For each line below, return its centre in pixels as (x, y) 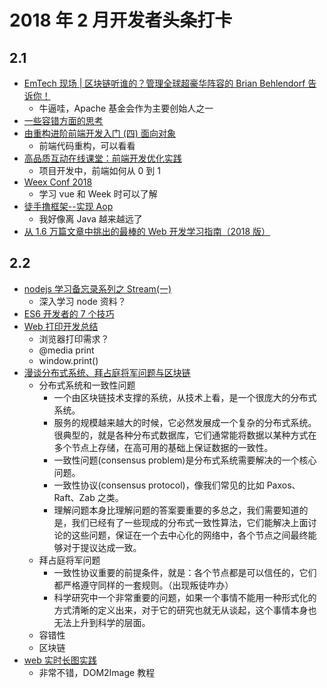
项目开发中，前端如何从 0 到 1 (99, 170)
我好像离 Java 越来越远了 (90, 219)
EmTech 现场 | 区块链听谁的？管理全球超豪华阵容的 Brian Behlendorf (164, 83)
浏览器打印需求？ (74, 338)
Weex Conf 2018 (58, 182)
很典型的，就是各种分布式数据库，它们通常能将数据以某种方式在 (185, 435)
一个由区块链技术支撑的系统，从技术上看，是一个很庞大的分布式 (185, 397)
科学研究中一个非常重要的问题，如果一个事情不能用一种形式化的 (185, 597)
